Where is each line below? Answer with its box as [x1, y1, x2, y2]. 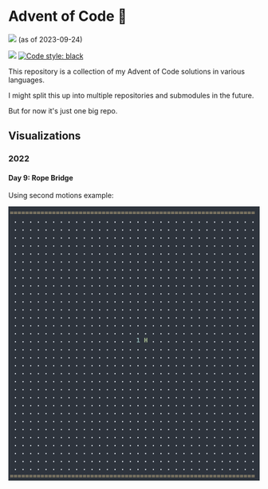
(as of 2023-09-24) [18, 34, 83, 44]
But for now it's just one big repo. [8, 105, 118, 115]
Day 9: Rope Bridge [8, 173, 73, 182]
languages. [8, 75, 45, 85]
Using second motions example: [8, 191, 114, 201]
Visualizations [8, 129, 81, 143]
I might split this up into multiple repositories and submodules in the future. [8, 90, 254, 100]
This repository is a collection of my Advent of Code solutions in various [8, 66, 246, 76]
